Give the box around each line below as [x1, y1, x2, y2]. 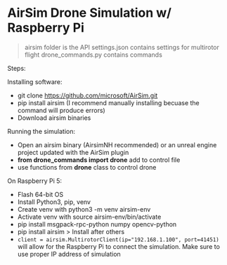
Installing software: [7, 77, 63, 86]
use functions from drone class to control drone [17, 163, 157, 171]
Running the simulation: [7, 127, 76, 135]
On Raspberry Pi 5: [7, 177, 62, 185]
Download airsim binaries [17, 114, 91, 122]
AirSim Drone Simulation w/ [7, 5, 172, 21]
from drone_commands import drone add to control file [17, 156, 181, 164]
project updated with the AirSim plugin [17, 148, 129, 156]
